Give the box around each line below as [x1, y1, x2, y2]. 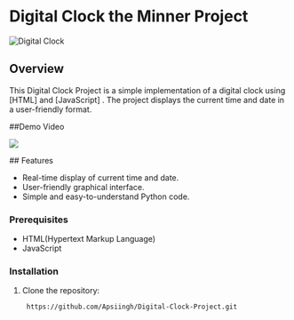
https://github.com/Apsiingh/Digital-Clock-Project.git [26, 302, 238, 312]
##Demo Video [9, 121, 65, 132]
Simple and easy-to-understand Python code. [21, 191, 190, 202]
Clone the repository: [21, 285, 100, 296]
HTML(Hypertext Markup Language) [21, 234, 156, 244]
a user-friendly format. [9, 104, 92, 115]
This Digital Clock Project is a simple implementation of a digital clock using [9, 84, 286, 95]
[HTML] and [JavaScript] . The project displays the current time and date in [9, 94, 285, 105]
